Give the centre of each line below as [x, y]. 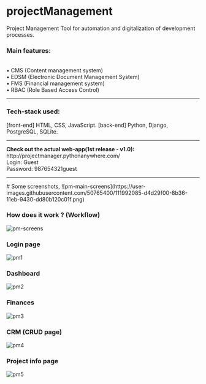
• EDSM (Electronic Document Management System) [73, 77]
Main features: [29, 50]
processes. [21, 34]
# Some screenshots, [33, 186]
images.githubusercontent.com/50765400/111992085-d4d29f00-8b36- [97, 193]
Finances [21, 303]
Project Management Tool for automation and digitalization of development [101, 28]
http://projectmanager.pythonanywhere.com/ [63, 156]
